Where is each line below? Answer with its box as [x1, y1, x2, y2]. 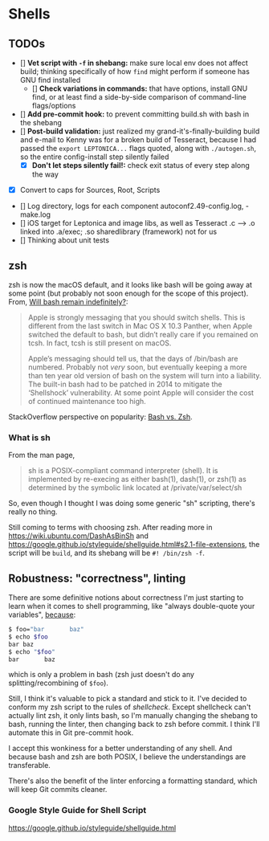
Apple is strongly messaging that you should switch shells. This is [27, 312, 246, 322]
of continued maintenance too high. [27, 396, 146, 406]
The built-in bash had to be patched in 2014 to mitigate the [27, 379, 222, 389]
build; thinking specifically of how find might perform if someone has [19, 67, 251, 76]
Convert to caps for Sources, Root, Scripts [19, 186, 161, 195]
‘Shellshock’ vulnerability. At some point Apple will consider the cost [27, 387, 255, 398]
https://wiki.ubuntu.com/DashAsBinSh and [8, 531, 149, 541]
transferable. [8, 761, 51, 770]
